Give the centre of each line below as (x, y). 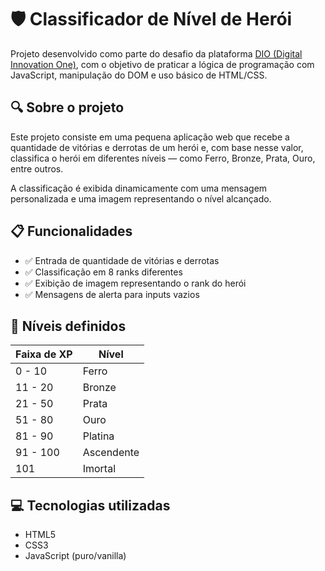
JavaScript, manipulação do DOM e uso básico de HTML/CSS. (139, 75)
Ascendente (111, 453)
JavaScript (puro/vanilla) (75, 556)
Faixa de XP (44, 354)
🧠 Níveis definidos (68, 326)
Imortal (99, 469)
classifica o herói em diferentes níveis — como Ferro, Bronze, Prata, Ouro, (163, 158)
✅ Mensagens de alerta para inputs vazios (112, 294)
